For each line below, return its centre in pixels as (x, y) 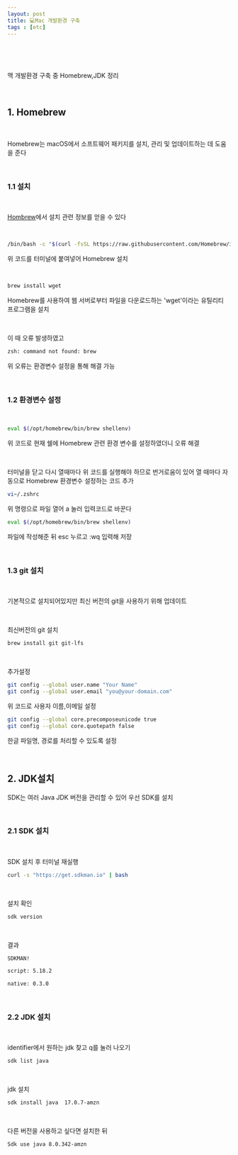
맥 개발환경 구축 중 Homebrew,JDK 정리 (63, 76)
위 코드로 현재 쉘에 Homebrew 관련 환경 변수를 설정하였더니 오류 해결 (103, 443)
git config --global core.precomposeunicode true (82, 719)
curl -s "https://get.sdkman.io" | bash (68, 875)
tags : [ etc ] (27, 27)
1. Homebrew (36, 112)
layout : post (27, 14)
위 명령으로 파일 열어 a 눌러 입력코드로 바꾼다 (70, 509)
